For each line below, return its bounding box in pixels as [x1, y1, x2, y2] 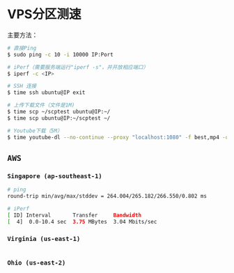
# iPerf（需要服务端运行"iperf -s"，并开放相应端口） [7, 63, 148, 70]
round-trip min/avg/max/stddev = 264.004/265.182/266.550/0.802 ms [7, 193, 208, 200]
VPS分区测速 [7, 6, 81, 22]
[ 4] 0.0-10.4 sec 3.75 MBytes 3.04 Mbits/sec [7, 218, 157, 225]
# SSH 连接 [7, 83, 37, 90]
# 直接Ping [7, 45, 37, 52]
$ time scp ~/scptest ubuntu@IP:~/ [7, 109, 111, 116]
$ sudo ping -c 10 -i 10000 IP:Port [7, 51, 114, 58]
